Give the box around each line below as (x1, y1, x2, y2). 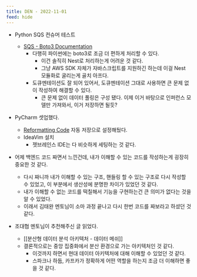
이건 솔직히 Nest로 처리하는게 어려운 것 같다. (41, 57, 143, 64)
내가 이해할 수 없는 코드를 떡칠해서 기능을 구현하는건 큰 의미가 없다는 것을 (23, 188, 192, 195)
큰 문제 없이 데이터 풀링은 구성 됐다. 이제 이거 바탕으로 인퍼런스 (41, 94, 185, 101)
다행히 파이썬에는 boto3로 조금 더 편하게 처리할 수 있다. (32, 49, 159, 56)
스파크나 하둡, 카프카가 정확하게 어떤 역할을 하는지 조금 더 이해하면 (32, 257, 185, 264)
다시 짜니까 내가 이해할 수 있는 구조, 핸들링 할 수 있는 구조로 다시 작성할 (23, 173, 186, 180)
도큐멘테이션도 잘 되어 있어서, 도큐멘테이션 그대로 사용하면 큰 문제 (32, 79, 183, 86)
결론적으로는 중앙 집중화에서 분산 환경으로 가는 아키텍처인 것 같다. (23, 242, 175, 249)
